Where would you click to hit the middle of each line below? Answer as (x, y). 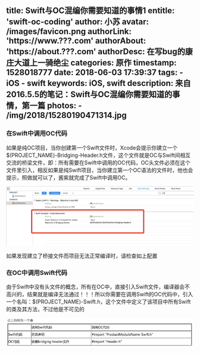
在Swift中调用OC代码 (37, 134)
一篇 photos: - (56, 106)
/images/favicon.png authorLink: (69, 32)
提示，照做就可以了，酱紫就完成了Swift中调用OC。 (68, 177)
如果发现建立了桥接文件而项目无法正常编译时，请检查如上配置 (82, 256)
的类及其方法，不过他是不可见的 (45, 309)
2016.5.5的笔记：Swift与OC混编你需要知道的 (89, 95)
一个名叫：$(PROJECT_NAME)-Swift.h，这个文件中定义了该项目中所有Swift (99, 301)
